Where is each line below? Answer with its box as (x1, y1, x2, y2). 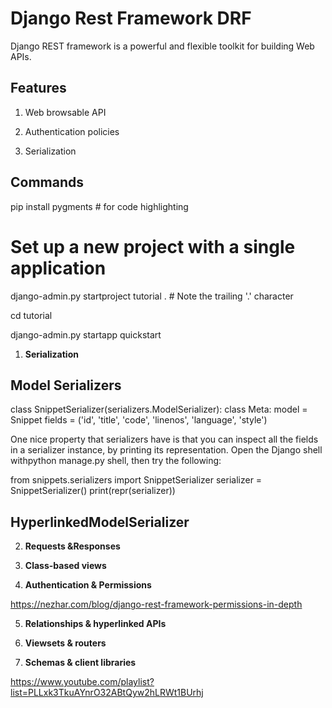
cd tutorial (10, 309, 53, 321)
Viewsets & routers (24, 637, 107, 649)
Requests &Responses (24, 540, 121, 552)
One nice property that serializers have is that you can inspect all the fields (10, 433, 319, 446)
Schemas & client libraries (24, 657, 137, 669)
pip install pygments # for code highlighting (10, 200, 189, 212)
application (10, 257, 107, 279)
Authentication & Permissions (24, 579, 152, 591)
